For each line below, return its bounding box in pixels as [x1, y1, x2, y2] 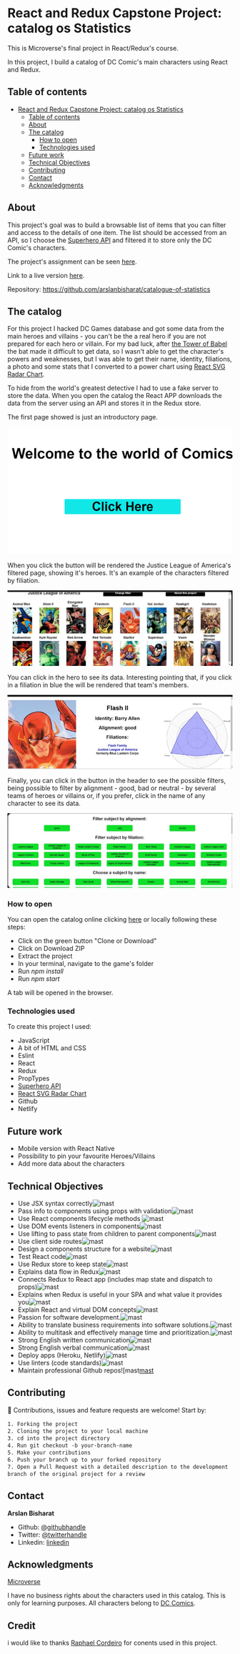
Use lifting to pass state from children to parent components [17, 1229, 195, 1237]
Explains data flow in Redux [17, 1267, 99, 1276]
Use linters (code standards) [17, 1358, 102, 1367]
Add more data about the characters [17, 1160, 125, 1168]
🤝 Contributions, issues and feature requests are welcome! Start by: [7, 1405, 207, 1414]
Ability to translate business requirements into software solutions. [17, 1320, 211, 1329]
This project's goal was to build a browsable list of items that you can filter [7, 220, 226, 229]
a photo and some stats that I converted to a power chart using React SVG [7, 362, 226, 371]
